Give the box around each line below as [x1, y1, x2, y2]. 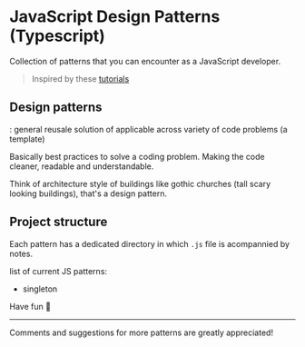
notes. [9, 248, 34, 259]
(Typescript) [9, 25, 106, 46]
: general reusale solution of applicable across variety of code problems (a [9, 124, 288, 134]
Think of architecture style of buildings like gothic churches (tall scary [9, 178, 271, 189]
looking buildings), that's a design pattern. [9, 188, 168, 199]
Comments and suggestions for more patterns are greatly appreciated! [9, 327, 274, 338]
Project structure [9, 214, 108, 230]
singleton [22, 283, 58, 294]
